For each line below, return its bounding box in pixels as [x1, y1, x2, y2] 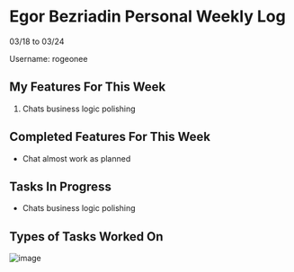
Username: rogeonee [9, 53, 88, 64]
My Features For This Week [9, 79, 166, 95]
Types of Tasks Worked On [9, 229, 164, 244]
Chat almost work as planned [22, 153, 131, 163]
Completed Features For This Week [9, 129, 211, 145]
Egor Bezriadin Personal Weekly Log [9, 6, 286, 27]
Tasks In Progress [9, 179, 112, 194]
